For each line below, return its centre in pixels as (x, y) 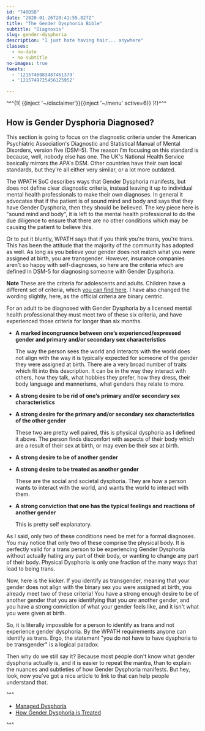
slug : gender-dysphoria (37, 35)
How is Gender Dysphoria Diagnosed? (80, 122)
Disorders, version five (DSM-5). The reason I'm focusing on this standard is (102, 150)
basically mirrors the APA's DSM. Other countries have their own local (94, 163)
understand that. (27, 682)
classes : (17, 47)
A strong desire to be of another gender (66, 457)
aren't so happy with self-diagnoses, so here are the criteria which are (95, 264)
